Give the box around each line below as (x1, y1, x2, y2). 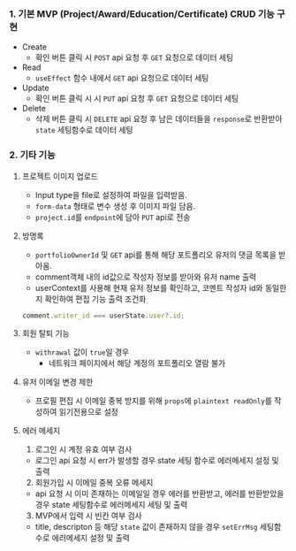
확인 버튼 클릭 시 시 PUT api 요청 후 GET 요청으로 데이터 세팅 (34, 93, 239, 103)
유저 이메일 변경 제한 (21, 377, 94, 387)
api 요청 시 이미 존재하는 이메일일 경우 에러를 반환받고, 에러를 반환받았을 (34, 488, 285, 499)
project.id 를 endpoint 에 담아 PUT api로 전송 (34, 211, 191, 222)
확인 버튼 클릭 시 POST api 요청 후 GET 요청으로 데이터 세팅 (34, 52, 234, 63)
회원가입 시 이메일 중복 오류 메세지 (34, 478, 154, 488)
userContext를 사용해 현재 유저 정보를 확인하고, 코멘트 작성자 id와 (34, 282, 263, 293)
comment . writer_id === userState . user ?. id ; (21, 311, 186, 320)
